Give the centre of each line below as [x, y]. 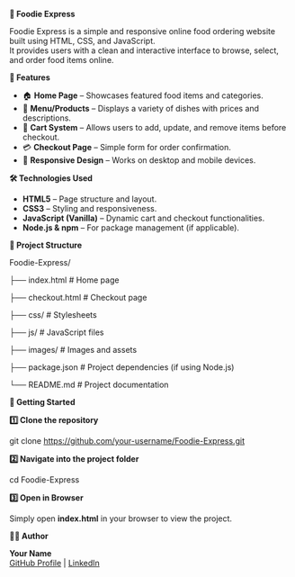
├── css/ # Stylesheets [53, 315]
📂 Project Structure [46, 245]
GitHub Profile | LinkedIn [55, 563]
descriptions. [47, 118]
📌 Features [30, 77]
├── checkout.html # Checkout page [78, 298]
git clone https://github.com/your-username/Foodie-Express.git [127, 441]
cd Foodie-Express [45, 480]
